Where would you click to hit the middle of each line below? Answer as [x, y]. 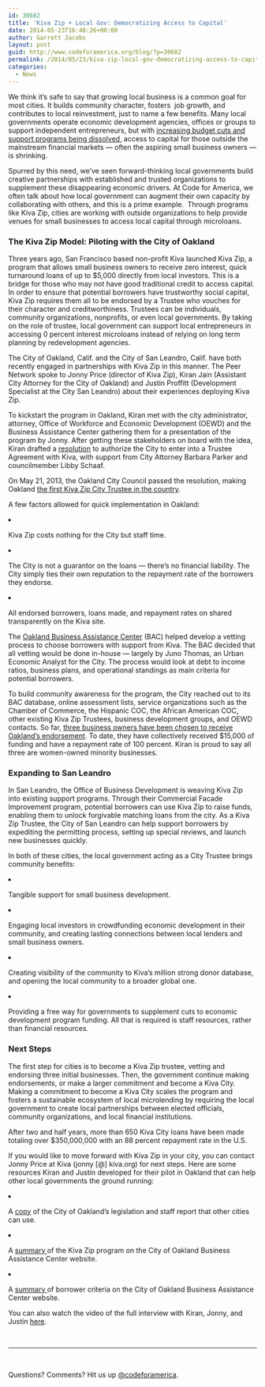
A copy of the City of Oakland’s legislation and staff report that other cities [129, 1211]
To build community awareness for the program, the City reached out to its [129, 693]
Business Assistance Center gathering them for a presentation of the [119, 432]
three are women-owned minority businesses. [83, 752]
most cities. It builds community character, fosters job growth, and [117, 105]
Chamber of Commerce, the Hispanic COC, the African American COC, [123, 710]
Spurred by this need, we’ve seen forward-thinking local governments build [131, 171]
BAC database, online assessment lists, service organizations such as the [127, 702]
